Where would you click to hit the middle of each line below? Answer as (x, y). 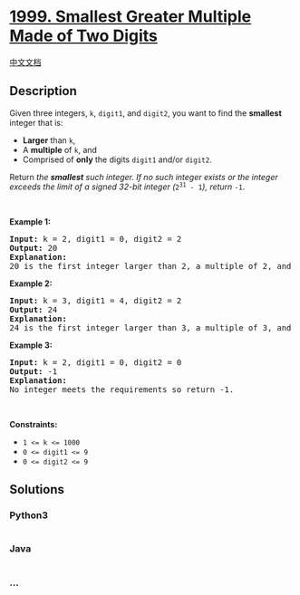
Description (43, 91)
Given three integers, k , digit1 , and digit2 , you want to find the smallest (146, 113)
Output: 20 (34, 248)
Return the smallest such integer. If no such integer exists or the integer (144, 177)
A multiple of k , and (60, 149)
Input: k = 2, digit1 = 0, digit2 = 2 (96, 239)
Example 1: (30, 221)
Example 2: (31, 283)
